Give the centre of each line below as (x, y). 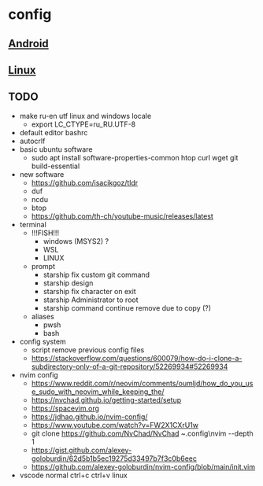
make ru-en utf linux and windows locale (85, 116)
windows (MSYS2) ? (76, 241)
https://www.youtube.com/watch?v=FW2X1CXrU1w (115, 425)
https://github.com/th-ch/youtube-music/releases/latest (122, 216)
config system (43, 341)
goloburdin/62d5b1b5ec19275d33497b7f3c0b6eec (114, 458)
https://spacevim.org (65, 408)
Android (28, 44)
